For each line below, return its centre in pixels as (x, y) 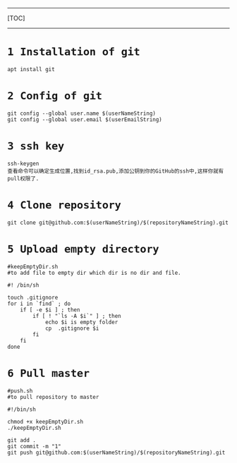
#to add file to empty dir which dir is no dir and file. (94, 273)
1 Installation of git (74, 52)
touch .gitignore (33, 297)
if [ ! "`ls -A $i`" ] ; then (77, 316)
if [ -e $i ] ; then (50, 310)
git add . (22, 440)
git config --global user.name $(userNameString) (82, 113)
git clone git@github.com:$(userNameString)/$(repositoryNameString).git (118, 223)
